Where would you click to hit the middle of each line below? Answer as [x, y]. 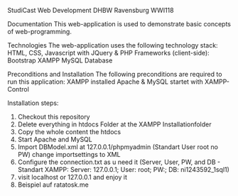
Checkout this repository [54, 117]
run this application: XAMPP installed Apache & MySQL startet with [106, 82]
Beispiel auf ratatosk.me [53, 185]
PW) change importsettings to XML [69, 154]
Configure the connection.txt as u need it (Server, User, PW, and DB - [119, 162]
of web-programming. [40, 32]
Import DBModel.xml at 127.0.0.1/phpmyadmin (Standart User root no [118, 147]
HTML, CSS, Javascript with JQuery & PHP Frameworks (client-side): [108, 53]
